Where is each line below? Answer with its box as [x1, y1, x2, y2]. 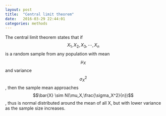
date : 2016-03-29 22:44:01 [5, 16, 65, 21]
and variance [5, 67, 32, 73]
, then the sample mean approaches [5, 85, 79, 91]
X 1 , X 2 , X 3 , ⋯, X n [67, 42, 100, 49]
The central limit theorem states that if [5, 34, 83, 40]
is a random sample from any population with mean [5, 51, 110, 57]
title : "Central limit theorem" [5, 12, 74, 17]
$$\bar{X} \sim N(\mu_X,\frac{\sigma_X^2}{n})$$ [33, 92, 134, 98]
